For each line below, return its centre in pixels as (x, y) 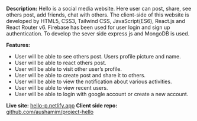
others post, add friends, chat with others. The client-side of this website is (98, 15)
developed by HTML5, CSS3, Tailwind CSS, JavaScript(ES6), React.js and (96, 21)
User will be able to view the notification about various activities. (93, 81)
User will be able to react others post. (60, 63)
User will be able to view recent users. (61, 88)
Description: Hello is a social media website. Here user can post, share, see (99, 9)
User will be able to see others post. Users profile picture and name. (98, 56)
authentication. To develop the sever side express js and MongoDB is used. (98, 34)
